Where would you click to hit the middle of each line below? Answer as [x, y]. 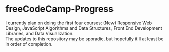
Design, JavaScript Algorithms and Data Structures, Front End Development [84, 28]
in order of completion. [29, 44]
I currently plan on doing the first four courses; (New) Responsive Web [79, 23]
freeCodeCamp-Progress [60, 9]
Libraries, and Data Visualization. [40, 33]
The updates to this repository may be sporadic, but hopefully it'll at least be [84, 39]
